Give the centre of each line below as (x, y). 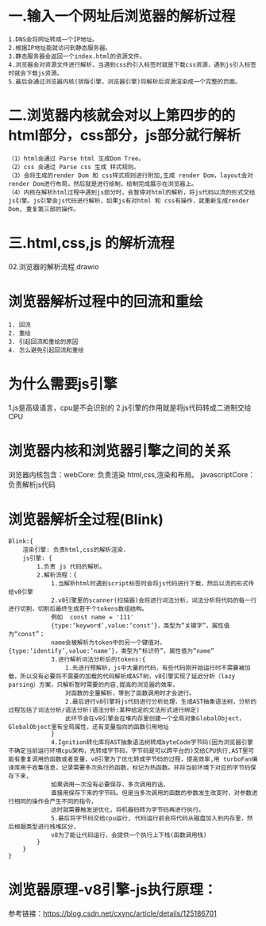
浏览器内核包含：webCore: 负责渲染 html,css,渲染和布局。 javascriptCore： (132, 474)
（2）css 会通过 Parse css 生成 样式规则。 (74, 167)
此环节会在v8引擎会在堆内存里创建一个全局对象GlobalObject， (155, 718)
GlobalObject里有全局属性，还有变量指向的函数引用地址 (89, 727)
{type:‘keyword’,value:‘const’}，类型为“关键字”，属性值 (140, 625)
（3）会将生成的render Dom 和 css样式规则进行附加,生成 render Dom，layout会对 (131, 176)
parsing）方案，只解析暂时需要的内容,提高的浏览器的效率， (93, 685)
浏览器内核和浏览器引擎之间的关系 (120, 451)
